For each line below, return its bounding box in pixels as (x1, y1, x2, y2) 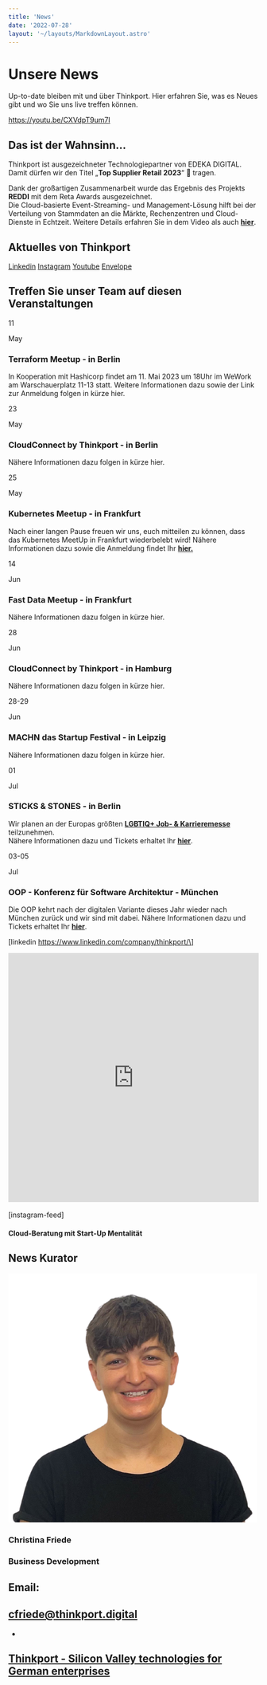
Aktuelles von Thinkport (8, 240, 131, 254)
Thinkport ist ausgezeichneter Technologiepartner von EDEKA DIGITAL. (8, 159, 242, 169)
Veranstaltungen (8, 297, 94, 311)
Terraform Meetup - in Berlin (8, 353, 121, 364)
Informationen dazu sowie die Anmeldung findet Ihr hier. (8, 543, 193, 553)
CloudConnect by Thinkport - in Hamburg (8, 662, 172, 674)
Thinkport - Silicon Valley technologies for (8, 1652, 222, 1665)
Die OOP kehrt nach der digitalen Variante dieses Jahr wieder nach (8, 905, 228, 914)
